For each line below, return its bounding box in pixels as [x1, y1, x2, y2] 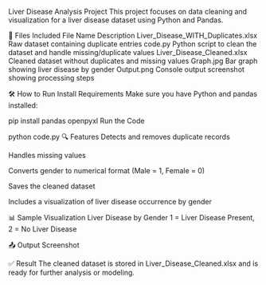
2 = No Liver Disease [8, 224, 77, 234]
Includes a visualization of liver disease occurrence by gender [8, 197, 213, 206]
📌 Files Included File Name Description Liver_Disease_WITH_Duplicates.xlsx [8, 31, 257, 40]
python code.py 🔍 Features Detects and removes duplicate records [8, 132, 231, 141]
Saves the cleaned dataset [8, 181, 96, 191]
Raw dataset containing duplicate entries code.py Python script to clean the [8, 39, 257, 49]
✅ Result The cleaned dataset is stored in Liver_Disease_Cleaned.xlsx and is [8, 259, 259, 268]
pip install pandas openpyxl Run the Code [8, 116, 145, 125]
